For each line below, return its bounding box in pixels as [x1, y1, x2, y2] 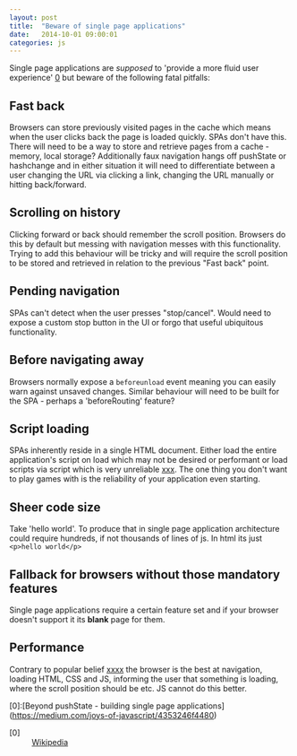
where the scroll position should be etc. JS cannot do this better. [9, 682, 248, 693]
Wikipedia [31, 736, 69, 747]
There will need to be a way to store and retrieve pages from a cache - [9, 141, 270, 152]
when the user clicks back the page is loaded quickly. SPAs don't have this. [9, 132, 287, 143]
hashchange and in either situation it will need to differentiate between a [9, 161, 276, 171]
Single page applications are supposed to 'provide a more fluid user [9, 63, 259, 74]
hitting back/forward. [9, 179, 87, 190]
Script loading [9, 421, 89, 436]
